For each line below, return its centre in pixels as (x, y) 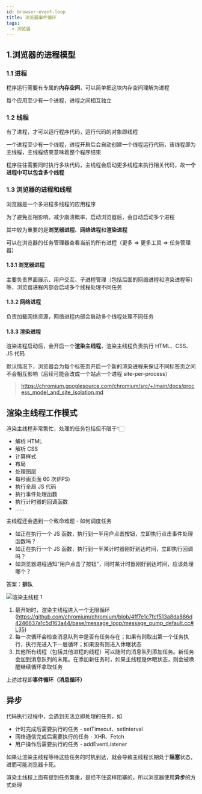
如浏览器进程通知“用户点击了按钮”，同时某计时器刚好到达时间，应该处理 (104, 564)
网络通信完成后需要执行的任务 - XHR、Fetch (69, 736)
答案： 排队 (20, 584)
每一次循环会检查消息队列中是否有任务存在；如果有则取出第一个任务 (99, 637)
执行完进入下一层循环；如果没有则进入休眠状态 (84, 644)
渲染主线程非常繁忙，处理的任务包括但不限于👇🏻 (66, 428)
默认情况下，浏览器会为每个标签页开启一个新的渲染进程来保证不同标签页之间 (101, 366)
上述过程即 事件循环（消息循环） (46, 679)
